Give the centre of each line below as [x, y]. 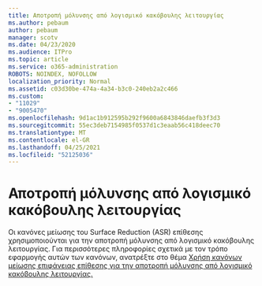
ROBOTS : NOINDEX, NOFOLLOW [52, 74]
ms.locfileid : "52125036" [51, 154]
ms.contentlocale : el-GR [49, 140]
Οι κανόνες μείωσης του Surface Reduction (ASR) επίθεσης [106, 232]
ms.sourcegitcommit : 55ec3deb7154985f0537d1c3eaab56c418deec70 [114, 125]
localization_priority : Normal [60, 81]
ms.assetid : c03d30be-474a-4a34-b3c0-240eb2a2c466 [93, 89]
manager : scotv [33, 37]
